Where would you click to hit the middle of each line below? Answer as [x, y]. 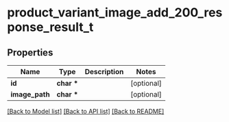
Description [104, 72]
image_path [30, 94]
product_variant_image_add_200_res [115, 13]
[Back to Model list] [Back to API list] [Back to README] [86, 111]
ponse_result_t [50, 27]
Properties [30, 52]
